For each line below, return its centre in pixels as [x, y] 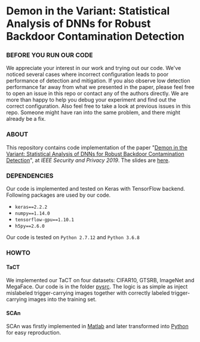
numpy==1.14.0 [32, 213]
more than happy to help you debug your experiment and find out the [91, 100]
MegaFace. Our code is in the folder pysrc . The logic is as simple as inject [97, 287]
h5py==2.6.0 [30, 226]
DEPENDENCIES [30, 176]
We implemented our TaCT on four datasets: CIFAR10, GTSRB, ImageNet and [100, 280]
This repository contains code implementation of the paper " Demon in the [97, 147]
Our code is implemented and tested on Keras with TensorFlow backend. [96, 189]
